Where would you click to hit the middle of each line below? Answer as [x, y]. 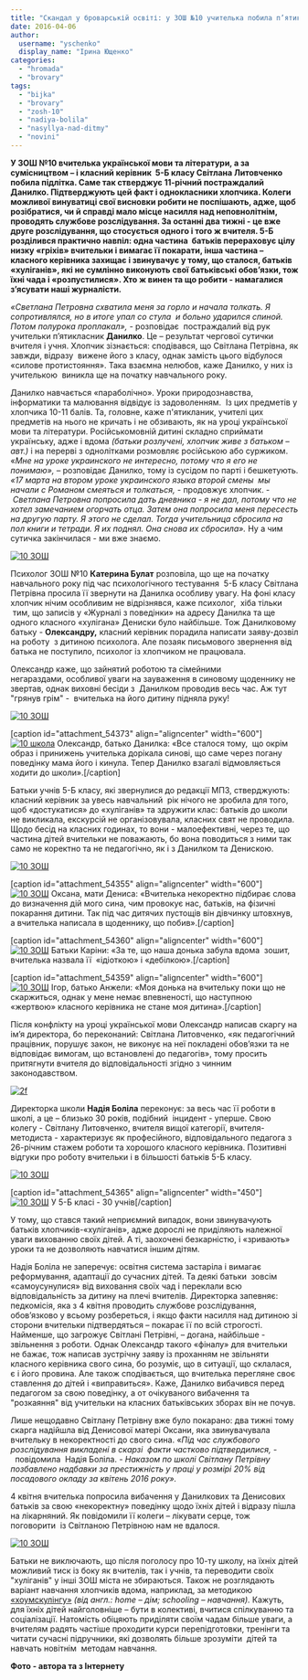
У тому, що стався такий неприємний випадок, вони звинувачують [141, 1219]
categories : [33, 60]
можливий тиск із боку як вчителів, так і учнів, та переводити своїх [142, 1570]
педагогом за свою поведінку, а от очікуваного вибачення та [130, 1393]
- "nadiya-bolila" [54, 120]
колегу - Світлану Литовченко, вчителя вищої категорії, [119, 1127]
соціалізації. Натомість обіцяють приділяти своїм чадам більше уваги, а [152, 1619]
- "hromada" [42, 69]
